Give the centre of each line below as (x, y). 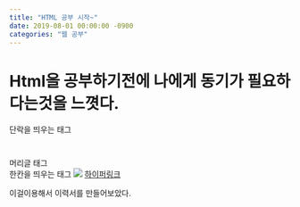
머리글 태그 (29, 162)
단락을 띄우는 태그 (40, 129)
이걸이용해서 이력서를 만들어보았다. (70, 193)
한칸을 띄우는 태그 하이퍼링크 (65, 174)
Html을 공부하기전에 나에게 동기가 (126, 81)
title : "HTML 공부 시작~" (54, 17)
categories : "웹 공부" (49, 34)
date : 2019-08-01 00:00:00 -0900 (71, 26)
